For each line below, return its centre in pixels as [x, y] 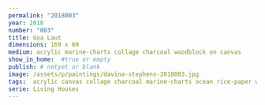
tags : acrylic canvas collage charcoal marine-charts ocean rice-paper [130, 81]
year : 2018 [26, 23]
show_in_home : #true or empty [60, 60]
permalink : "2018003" [44, 15]
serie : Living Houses [44, 89]
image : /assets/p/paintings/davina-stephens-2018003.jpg [104, 74]
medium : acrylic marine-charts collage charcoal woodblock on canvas [125, 52]
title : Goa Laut [35, 37]
